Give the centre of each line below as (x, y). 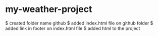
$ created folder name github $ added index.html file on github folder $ (79, 23)
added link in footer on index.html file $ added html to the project (73, 28)
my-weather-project (49, 9)
